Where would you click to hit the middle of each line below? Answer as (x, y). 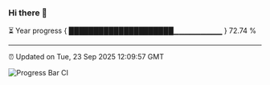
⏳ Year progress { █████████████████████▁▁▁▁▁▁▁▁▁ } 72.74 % (133, 30)
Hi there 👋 (28, 13)
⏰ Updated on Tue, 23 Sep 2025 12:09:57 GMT (86, 57)
